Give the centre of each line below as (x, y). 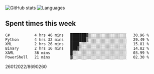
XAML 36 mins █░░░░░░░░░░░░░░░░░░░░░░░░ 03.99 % (77, 53)
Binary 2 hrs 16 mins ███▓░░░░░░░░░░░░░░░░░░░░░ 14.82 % (77, 48)
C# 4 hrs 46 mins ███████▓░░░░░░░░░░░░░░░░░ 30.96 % (77, 35)
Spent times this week (41, 23)
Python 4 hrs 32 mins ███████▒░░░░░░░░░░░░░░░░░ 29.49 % (77, 40)
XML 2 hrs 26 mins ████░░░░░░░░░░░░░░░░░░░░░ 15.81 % (77, 44)
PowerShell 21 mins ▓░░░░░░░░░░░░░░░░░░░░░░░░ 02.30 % (77, 57)
